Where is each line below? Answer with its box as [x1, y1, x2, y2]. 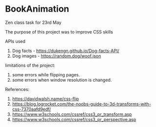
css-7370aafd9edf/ [12, 106, 51, 112]
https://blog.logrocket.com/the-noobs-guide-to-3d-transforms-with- [12, 101, 152, 107]
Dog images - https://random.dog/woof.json [12, 53, 101, 59]
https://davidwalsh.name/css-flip [12, 96, 79, 102]
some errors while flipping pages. [12, 72, 80, 77]
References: [5, 86, 29, 92]
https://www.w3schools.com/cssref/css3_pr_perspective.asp [12, 116, 136, 122]
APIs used [5, 38, 26, 44]
